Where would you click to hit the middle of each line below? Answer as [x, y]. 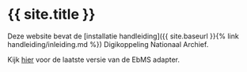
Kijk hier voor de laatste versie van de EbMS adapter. [93, 59]
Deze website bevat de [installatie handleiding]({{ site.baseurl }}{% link [123, 36]
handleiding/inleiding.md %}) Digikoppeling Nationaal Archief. [108, 44]
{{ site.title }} [51, 14]
